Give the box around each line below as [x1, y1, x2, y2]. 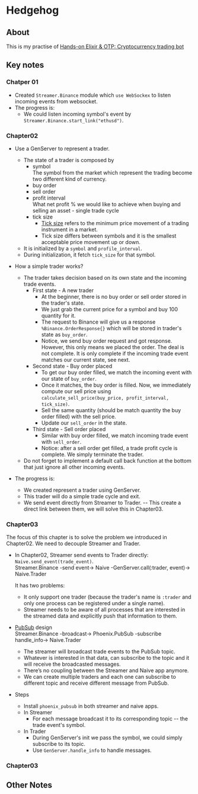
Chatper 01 [6, 78, 39, 86]
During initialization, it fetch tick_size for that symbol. [23, 251, 156, 258]
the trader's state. [41, 299, 85, 306]
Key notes [6, 60, 44, 70]
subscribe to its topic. [32, 741, 86, 748]
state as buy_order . [41, 331, 88, 338]
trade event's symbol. [32, 722, 86, 729]
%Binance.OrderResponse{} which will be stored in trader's [41, 324, 182, 331]
